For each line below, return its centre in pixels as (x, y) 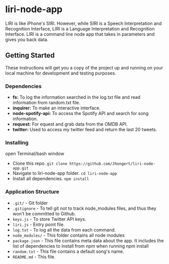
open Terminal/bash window (35, 154)
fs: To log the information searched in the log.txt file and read (76, 97)
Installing (17, 142)
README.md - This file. (34, 256)
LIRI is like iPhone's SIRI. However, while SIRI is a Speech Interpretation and (83, 23)
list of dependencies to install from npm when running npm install (80, 246)
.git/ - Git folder (30, 203)
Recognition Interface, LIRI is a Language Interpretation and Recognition (80, 28)
